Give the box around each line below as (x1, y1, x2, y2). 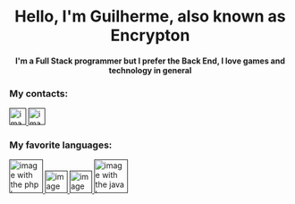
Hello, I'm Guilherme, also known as (14, 6, 286, 27)
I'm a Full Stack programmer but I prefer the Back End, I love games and (14, 55, 286, 66)
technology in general (108, 64, 192, 75)
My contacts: (9, 87, 69, 99)
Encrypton (110, 25, 190, 46)
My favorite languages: (9, 139, 113, 151)
